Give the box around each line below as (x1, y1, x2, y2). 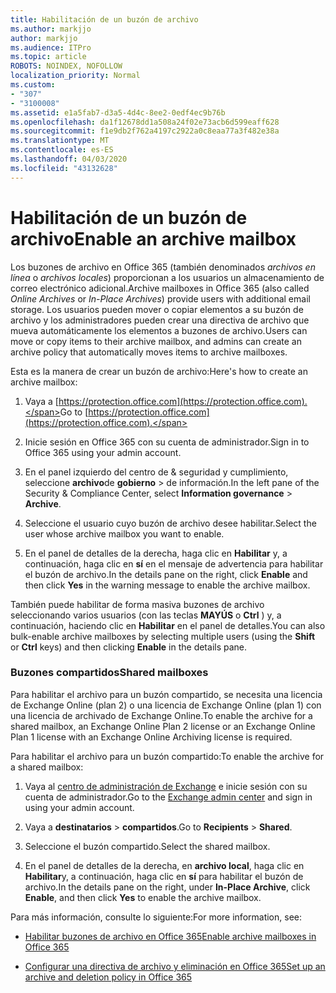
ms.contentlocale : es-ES (10, 145, 114, 155)
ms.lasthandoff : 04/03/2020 (10, 154, 128, 164)
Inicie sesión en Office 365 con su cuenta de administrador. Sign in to (24, 436, 310, 448)
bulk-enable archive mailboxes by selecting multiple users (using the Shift (10, 630, 316, 642)
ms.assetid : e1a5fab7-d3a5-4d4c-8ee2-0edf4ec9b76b (10, 107, 226, 118)
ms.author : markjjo (10, 24, 92, 34)
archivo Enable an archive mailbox (10, 227, 297, 250)
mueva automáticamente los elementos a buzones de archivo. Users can (10, 324, 308, 336)
